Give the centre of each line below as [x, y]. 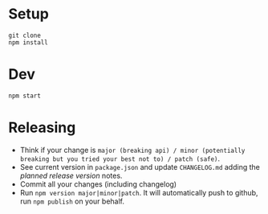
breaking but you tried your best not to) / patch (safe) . [120, 158]
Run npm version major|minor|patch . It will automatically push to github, [139, 192]
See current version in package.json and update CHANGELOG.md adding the [140, 167]
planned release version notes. [71, 175]
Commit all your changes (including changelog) [98, 184]
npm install [28, 42]
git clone [25, 35]
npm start [25, 96]
